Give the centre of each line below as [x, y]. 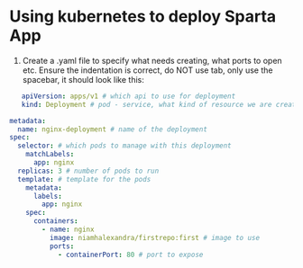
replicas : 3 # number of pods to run [88, 171]
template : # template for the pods [84, 179]
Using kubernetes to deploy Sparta [143, 17]
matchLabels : [50, 155]
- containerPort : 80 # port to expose [130, 255]
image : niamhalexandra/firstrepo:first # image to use [154, 237]
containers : [55, 221]
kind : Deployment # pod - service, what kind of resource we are [147, 104]
